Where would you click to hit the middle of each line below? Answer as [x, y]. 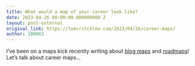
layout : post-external [34, 23]
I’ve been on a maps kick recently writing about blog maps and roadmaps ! [98, 51]
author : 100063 [25, 34]
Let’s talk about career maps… [43, 58]
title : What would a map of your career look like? [72, 12]
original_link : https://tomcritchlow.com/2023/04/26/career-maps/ [91, 28]
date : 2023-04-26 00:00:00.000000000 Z [56, 17]
